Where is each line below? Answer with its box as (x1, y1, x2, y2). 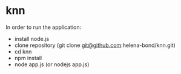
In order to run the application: (5, 23, 82, 31)
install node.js (14, 35, 50, 42)
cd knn (14, 48, 32, 55)
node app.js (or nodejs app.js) (14, 61, 90, 68)
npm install (14, 54, 42, 61)
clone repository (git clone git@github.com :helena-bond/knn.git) (14, 42, 176, 49)
